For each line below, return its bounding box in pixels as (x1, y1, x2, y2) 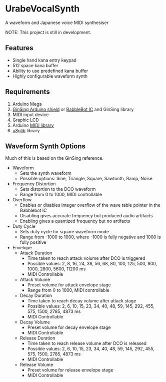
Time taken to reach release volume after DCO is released (27, 340, 146, 346)
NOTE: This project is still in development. (5, 29, 91, 35)
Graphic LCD (12, 117, 39, 123)
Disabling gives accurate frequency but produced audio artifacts (19, 213, 153, 219)
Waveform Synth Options (5, 142, 86, 150)
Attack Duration (19, 250, 52, 256)
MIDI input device (12, 111, 49, 118)
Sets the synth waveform (19, 170, 71, 176)
